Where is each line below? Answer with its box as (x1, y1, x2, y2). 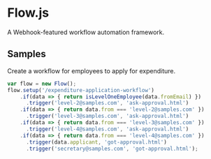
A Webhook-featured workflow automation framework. (7, 28, 165, 36)
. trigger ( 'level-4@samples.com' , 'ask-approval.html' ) (25, 126, 189, 132)
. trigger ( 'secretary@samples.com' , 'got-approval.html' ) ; (25, 145, 198, 152)
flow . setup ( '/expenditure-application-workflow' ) (7, 86, 155, 93)
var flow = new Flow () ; (7, 80, 77, 87)
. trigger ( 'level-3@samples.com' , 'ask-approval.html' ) (25, 113, 189, 120)
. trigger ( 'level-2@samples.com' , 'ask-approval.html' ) (25, 100, 189, 107)
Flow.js (7, 5, 50, 21)
